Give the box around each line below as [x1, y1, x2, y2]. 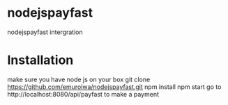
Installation [7, 52, 74, 68]
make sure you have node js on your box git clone [7, 75, 151, 83]
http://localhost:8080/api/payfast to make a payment [7, 90, 159, 98]
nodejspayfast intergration [7, 28, 84, 36]
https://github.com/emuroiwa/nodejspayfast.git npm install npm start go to [7, 82, 222, 91]
